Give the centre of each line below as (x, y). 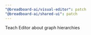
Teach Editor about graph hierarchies (43, 27)
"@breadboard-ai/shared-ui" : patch (41, 14)
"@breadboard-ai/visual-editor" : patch (46, 9)
